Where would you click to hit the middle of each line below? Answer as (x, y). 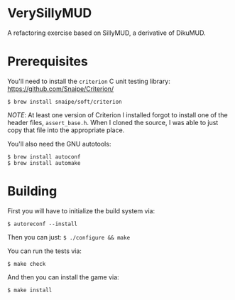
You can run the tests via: (44, 251)
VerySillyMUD (50, 13)
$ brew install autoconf (44, 157)
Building (32, 192)
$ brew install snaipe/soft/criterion (65, 102)
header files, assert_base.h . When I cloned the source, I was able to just (113, 122)
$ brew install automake (44, 163)
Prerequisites (48, 61)
